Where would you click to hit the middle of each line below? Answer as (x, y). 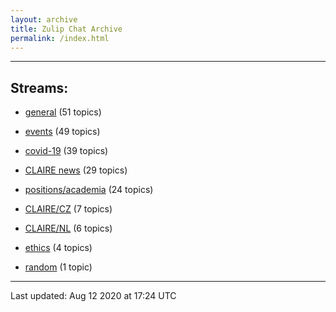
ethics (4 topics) (58, 248)
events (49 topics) (62, 132)
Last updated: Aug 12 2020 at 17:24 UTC (93, 296)
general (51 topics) (63, 112)
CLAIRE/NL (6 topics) (68, 228)
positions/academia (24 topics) (89, 190)
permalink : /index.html (60, 38)
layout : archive (44, 19)
